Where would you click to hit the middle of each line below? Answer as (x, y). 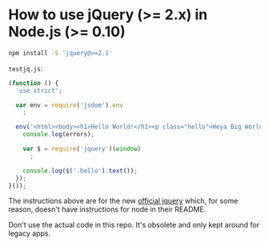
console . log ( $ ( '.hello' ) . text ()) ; (80, 171)
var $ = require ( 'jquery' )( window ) (82, 149)
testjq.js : (26, 68)
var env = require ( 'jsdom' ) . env (70, 105)
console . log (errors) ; (58, 135)
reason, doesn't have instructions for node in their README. (107, 209)
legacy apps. (29, 233)
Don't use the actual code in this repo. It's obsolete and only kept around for (134, 225)
